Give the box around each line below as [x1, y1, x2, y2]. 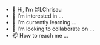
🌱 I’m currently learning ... [12, 19, 77, 26]
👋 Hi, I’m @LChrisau [12, 6, 62, 13]
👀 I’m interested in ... [12, 12, 64, 19]
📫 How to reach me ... [12, 32, 68, 39]
